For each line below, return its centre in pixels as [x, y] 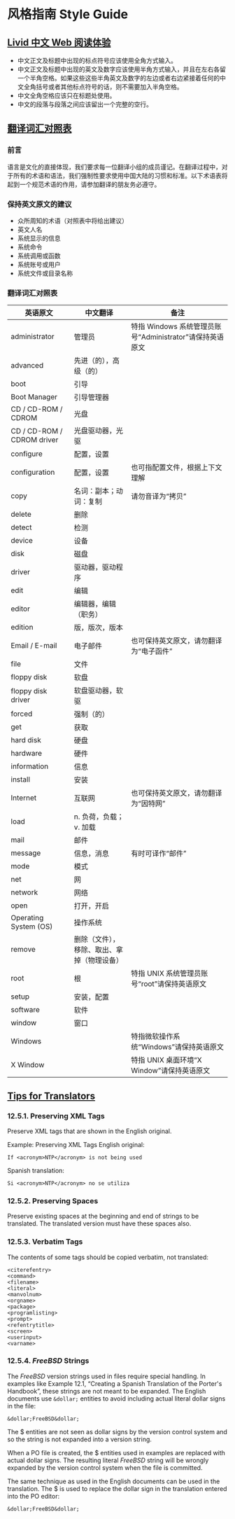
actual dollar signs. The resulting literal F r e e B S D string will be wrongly [108, 1460]
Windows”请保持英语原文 [182, 1047]
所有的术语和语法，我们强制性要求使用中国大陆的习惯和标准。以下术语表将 [120, 175]
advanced [27, 366]
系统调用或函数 [39, 256]
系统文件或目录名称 [45, 273]
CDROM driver [35, 440]
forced [22, 714]
